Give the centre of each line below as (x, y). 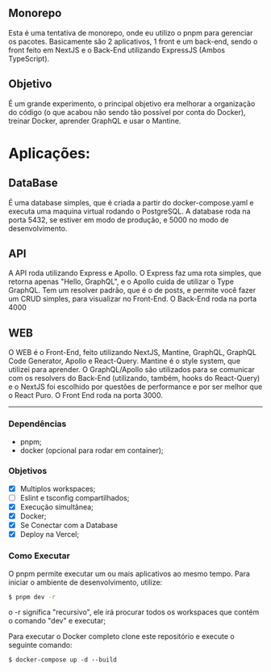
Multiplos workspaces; (58, 488)
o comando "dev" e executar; (57, 621)
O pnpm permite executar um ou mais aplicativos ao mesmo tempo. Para (129, 573)
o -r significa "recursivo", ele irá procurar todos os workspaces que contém (134, 612)
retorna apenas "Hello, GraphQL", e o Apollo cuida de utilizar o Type (121, 281)
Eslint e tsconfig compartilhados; (75, 497)
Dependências (38, 424)
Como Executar (39, 556)
